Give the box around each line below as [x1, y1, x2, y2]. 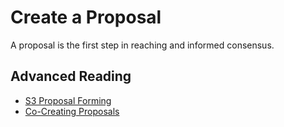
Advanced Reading [10, 68, 132, 85]
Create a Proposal [10, 6, 162, 29]
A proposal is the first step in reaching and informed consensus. [10, 39, 275, 51]
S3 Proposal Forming [24, 94, 112, 106]
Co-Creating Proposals [24, 105, 120, 117]
